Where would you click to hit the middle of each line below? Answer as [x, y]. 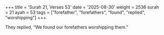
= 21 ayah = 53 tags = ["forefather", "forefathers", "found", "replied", [75, 12]
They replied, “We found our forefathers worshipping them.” [67, 27]
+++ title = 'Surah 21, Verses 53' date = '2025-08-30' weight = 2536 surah [82, 7]
